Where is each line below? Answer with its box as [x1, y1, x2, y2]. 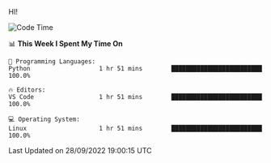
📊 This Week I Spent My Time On [8, 39, 123, 48]
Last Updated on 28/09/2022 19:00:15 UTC [8, 146, 152, 155]
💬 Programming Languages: [8, 58, 95, 66]
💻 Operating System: [8, 115, 81, 123]
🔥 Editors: [8, 86, 46, 94]
